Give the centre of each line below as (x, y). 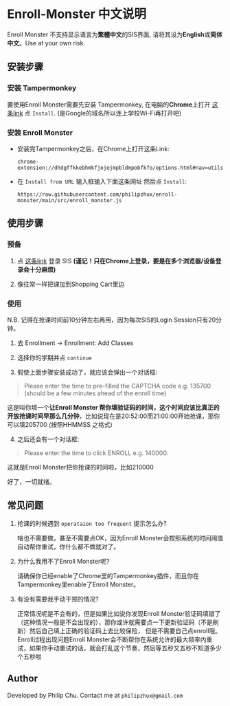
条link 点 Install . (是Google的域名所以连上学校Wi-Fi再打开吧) (94, 113)
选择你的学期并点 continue (55, 357)
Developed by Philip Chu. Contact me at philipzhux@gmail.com (95, 695)
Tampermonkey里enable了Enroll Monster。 (78, 584)
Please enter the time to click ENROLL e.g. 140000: (96, 453)
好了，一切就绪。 (31, 481)
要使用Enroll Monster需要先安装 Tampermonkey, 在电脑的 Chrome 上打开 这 (113, 104)
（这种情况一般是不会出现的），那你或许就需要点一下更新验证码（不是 (115, 622)
